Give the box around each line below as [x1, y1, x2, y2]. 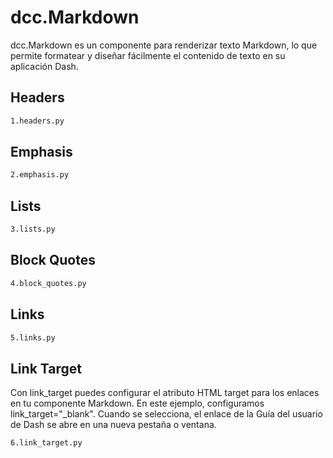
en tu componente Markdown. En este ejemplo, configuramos [10, 397, 265, 410]
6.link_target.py [10, 438, 83, 448]
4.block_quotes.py [10, 278, 87, 288]
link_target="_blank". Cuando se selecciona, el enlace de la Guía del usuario [10, 408, 323, 420]
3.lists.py [10, 224, 56, 235]
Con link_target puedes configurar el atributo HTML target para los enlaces [10, 387, 320, 399]
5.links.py [10, 332, 56, 343]
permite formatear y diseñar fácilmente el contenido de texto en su [10, 49, 286, 61]
